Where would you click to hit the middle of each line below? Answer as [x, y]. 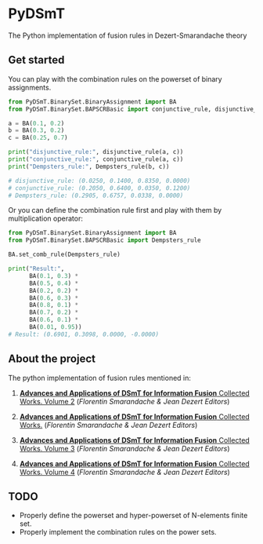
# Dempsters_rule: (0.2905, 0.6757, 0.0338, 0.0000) [96, 195]
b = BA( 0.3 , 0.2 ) [36, 130]
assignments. [30, 87]
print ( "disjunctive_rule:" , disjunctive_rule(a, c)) [96, 152]
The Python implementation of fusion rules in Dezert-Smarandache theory [128, 35]
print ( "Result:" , [36, 268]
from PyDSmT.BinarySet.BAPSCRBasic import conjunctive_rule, [110, 109]
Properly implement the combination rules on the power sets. [118, 532]
